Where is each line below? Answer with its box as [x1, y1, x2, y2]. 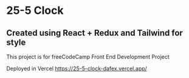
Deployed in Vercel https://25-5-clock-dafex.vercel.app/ [6, 65, 147, 72]
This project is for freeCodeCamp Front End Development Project [6, 53, 170, 60]
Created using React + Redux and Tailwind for [6, 28, 184, 38]
